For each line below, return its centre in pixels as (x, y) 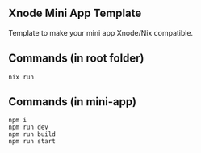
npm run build (32, 134)
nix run (21, 77)
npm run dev (28, 127)
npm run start (32, 142)
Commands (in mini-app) (73, 102)
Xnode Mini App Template (75, 13)
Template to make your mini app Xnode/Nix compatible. (101, 32)
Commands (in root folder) (76, 59)
